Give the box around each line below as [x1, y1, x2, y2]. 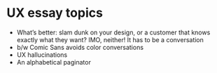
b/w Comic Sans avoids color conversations [16, 43, 144, 51]
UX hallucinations [16, 51, 68, 59]
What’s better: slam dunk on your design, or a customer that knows [16, 28, 211, 36]
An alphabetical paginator [16, 58, 92, 66]
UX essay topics [6, 5, 103, 21]
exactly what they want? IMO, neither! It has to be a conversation [16, 35, 204, 44]
